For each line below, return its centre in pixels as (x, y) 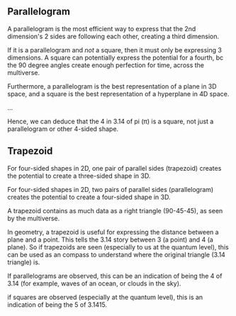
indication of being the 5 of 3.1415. (57, 305)
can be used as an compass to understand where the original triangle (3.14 (116, 254)
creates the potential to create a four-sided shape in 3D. (89, 197)
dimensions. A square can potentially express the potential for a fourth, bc (116, 57)
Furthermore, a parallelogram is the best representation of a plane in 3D (112, 86)
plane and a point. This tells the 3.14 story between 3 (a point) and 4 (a (111, 239)
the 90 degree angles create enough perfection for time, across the (106, 65)
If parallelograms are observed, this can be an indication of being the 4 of (115, 276)
